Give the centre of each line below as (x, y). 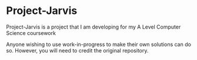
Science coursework (31, 33)
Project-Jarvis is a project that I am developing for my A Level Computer (94, 27)
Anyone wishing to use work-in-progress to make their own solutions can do (98, 44)
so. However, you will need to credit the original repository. (77, 50)
